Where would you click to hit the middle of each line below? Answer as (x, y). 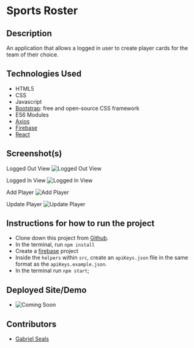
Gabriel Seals (32, 339)
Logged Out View (28, 168)
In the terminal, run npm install (55, 245)
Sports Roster (42, 11)
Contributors (32, 324)
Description (29, 33)
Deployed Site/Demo (47, 290)
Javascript (28, 101)
